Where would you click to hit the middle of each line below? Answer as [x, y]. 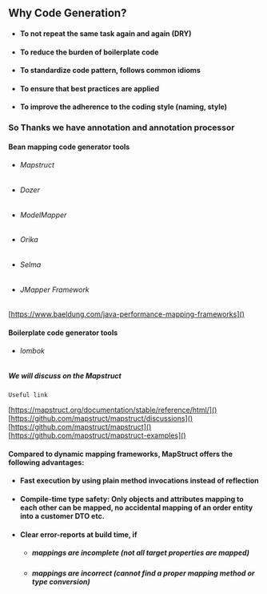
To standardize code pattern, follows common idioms [110, 71]
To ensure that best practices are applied [90, 88]
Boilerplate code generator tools [63, 333]
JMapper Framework [54, 289]
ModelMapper [43, 215]
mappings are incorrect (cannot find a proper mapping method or [143, 573]
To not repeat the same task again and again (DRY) [106, 33]
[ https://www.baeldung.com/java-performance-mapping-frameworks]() [127, 314]
